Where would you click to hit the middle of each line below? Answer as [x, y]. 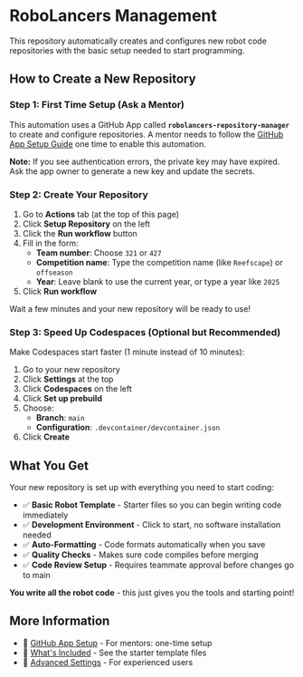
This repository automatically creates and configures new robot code [138, 41]
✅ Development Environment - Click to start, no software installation [151, 525]
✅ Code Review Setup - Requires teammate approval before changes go [158, 565]
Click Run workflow [60, 291]
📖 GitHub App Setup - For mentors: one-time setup [117, 643]
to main [37, 575]
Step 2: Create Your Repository [79, 194]
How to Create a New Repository [103, 79]
